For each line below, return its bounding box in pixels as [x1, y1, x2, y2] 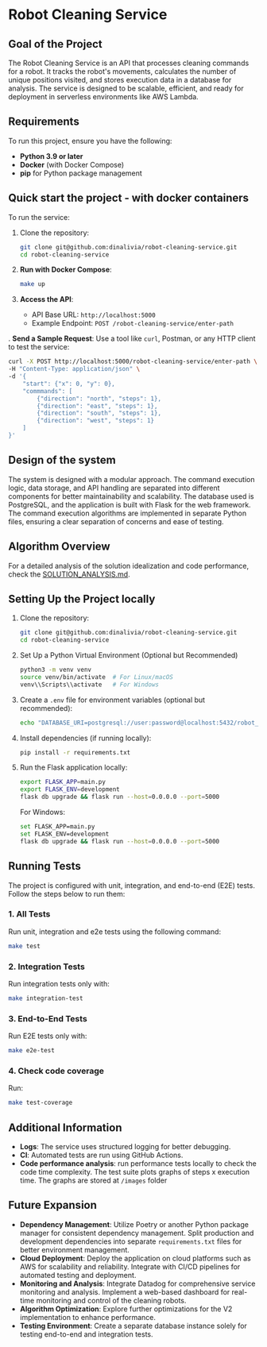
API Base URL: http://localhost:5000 [31, 310, 157, 319]
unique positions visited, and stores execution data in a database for [8, 75, 232, 84]
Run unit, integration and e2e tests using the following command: [8, 927, 221, 936]
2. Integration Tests [8, 961, 85, 972]
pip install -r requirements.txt [19, 748, 131, 756]
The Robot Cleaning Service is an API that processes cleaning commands [8, 58, 250, 68]
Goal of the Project [8, 37, 103, 51]
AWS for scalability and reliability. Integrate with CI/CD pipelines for [19, 1261, 241, 1272]
